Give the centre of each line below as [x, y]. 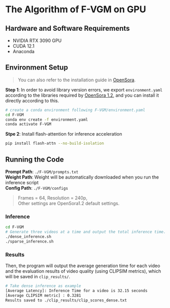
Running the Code [35, 159]
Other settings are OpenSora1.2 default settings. [69, 203]
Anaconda [24, 51]
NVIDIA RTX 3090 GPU [37, 40]
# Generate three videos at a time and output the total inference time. [86, 232]
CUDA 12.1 [24, 46]
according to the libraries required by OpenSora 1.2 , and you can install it [82, 95]
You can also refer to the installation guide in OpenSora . [77, 80]
